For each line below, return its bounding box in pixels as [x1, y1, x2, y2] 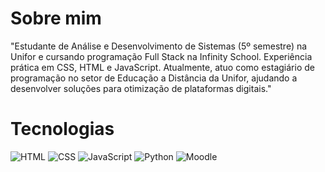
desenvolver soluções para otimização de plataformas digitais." [10, 82, 272, 94]
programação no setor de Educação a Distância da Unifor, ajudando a [10, 72, 298, 84]
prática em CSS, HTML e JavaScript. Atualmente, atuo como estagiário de [10, 61, 315, 73]
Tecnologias [10, 118, 115, 141]
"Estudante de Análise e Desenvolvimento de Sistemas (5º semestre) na [10, 40, 308, 52]
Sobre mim [10, 7, 102, 30]
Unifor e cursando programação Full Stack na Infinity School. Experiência [10, 50, 313, 62]
